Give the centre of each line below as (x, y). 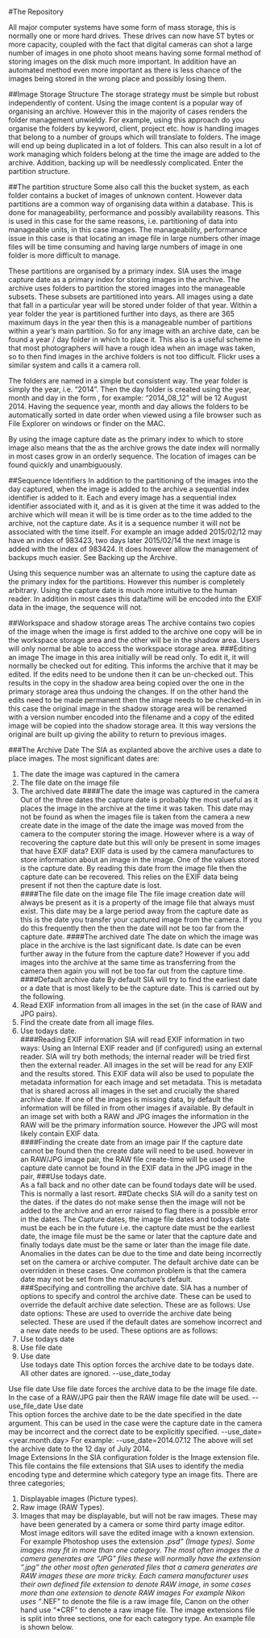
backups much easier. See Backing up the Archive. (93, 558)
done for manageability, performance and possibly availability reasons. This (134, 212)
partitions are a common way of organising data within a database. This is (131, 204)
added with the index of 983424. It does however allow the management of (133, 549)
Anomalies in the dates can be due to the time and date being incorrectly (141, 1253)
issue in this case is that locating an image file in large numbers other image (134, 238)
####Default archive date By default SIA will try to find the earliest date (139, 979)
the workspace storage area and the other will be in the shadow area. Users (134, 640)
